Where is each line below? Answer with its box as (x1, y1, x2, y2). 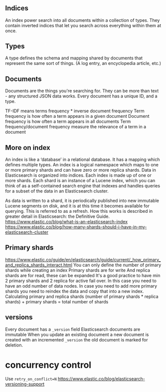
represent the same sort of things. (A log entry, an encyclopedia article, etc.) (5, 60, 162, 66)
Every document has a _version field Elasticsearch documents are (5, 326, 140, 332)
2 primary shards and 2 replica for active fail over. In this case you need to (5, 278, 157, 284)
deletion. (5, 342, 23, 348)
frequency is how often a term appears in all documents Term (5, 118, 131, 125)
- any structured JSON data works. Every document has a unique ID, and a (5, 93, 158, 99)
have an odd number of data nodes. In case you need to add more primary (5, 283, 158, 289)
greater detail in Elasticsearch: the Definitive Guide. (5, 213, 110, 219)
